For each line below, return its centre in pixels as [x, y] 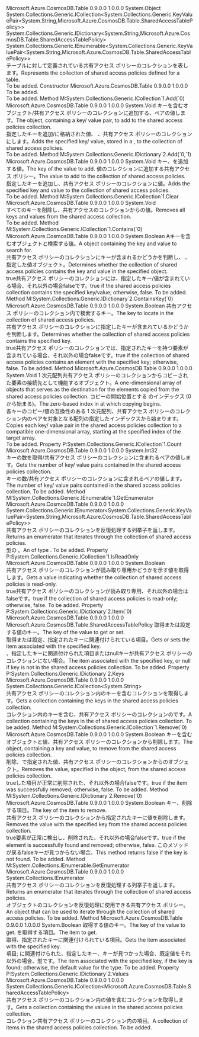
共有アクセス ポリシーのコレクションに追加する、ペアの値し [107, 113]
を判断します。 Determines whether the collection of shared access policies [98, 334]
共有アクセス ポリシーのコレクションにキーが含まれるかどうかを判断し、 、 [98, 257]
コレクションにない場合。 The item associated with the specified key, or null [98, 661]
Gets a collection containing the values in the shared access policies [99, 1007]
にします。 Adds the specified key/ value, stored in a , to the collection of [94, 141]
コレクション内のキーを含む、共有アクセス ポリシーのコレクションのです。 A [99, 714]
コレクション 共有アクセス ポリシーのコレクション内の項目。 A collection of [97, 1021]
